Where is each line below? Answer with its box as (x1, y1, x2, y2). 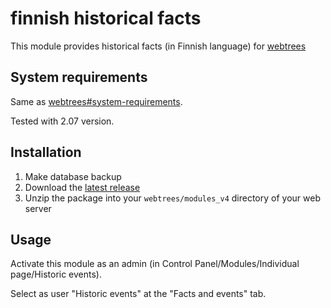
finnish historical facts (10, 7, 202, 30)
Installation (10, 144, 82, 161)
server (24, 202, 52, 214)
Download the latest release (24, 181, 141, 193)
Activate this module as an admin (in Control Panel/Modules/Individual (10, 258, 300, 270)
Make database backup (24, 170, 122, 182)
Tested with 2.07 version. (10, 115, 115, 127)
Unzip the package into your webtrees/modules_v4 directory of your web (24, 192, 321, 204)
